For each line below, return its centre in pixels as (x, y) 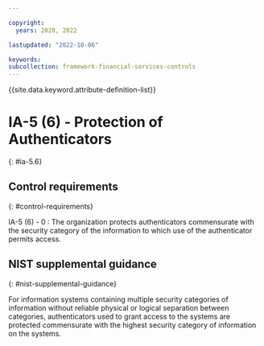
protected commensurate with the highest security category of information (132, 325)
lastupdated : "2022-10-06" (54, 45)
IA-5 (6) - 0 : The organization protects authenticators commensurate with (132, 221)
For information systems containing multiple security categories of (119, 299)
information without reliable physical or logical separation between (119, 307)
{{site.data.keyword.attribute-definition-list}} (82, 90)
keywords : (25, 60)
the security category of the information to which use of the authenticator (130, 230)
